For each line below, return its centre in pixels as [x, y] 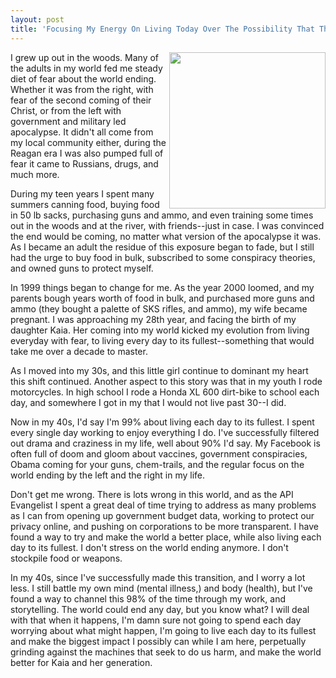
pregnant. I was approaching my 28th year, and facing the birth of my [153, 319]
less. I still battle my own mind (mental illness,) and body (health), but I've [161, 588]
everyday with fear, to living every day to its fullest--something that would [162, 340]
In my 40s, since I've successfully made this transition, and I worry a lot [158, 577]
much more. [35, 174]
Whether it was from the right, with [82, 89]
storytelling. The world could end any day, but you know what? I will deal [160, 609]
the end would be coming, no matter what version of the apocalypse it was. [166, 236]
